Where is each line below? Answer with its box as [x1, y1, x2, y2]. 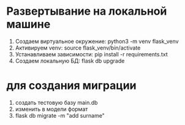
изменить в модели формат [15, 105, 88, 113]
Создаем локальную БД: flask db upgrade [15, 57, 125, 64]
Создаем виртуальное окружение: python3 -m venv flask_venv [15, 37, 179, 45]
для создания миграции [6, 78, 137, 93]
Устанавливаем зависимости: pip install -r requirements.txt [15, 50, 168, 58]
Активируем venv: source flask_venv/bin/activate [15, 44, 141, 51]
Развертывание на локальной [6, 4, 167, 18]
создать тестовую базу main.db [15, 99, 98, 106]
